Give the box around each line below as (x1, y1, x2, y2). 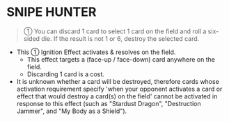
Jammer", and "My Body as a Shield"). (16, 107, 127, 115)
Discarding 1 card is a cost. (26, 70, 105, 78)
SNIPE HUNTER (6, 4, 97, 20)
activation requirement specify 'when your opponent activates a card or (16, 85, 223, 93)
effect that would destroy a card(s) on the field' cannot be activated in (16, 91, 218, 101)
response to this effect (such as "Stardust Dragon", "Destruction (16, 99, 201, 107)
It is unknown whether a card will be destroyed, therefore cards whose (16, 77, 220, 85)
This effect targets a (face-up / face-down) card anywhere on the (26, 55, 215, 63)
